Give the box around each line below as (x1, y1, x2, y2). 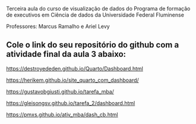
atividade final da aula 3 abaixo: (6, 49, 127, 59)
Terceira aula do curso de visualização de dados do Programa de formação (6, 5, 191, 12)
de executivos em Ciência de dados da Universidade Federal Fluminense (6, 11, 184, 18)
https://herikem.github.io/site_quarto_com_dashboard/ (6, 77, 140, 84)
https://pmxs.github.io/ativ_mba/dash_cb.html (6, 111, 118, 118)
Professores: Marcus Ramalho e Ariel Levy (6, 23, 110, 30)
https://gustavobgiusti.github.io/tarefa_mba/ (6, 88, 115, 95)
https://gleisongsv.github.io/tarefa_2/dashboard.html (6, 99, 135, 106)
